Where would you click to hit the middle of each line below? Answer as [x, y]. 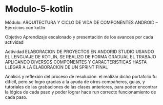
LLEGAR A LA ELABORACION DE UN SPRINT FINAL [57, 67]
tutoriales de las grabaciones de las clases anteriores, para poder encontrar [81, 87]
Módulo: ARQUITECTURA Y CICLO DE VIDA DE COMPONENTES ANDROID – [81, 22]
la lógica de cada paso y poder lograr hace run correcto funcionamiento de [81, 92]
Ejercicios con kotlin [25, 27]
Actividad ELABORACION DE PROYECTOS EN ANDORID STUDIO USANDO [80, 52]
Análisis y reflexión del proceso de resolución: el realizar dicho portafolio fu [81, 76]
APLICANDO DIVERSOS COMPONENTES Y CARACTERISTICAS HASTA [76, 62]
